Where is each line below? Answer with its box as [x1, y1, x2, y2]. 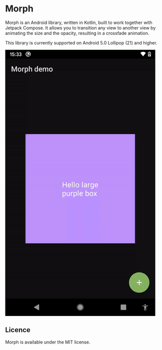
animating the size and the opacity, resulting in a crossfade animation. [5, 30, 149, 36]
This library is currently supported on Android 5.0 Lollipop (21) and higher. [5, 39, 157, 45]
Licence [5, 326, 31, 335]
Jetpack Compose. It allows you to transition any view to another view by [5, 24, 156, 30]
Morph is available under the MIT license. [5, 339, 90, 345]
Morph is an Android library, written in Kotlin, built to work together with [5, 19, 152, 25]
